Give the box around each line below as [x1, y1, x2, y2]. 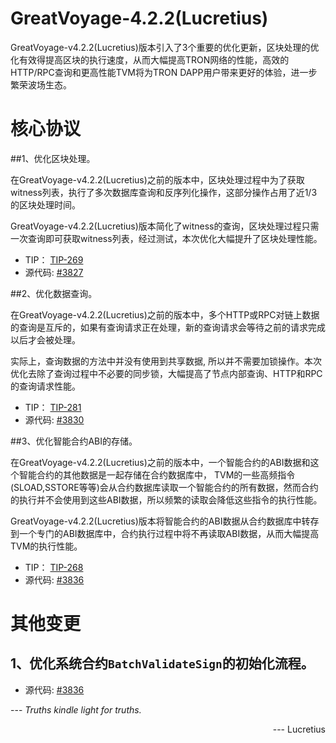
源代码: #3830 [24, 413, 85, 426]
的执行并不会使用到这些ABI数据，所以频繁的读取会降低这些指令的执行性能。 [10, 493, 323, 506]
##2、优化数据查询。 [10, 287, 98, 299]
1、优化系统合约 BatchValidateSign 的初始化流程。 [10, 655, 315, 672]
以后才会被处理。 [10, 333, 81, 346]
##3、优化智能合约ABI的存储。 [10, 435, 138, 447]
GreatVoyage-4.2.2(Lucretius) [10, 7, 269, 30]
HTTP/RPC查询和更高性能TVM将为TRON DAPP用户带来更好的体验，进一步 [10, 66, 318, 78]
